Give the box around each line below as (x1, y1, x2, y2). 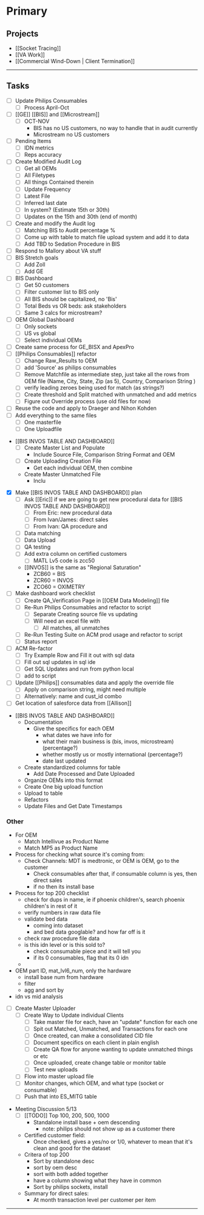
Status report (24, 637, 58, 645)
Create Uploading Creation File (24, 457, 102, 465)
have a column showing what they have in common (33, 1177, 162, 1184)
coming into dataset (33, 921, 83, 929)
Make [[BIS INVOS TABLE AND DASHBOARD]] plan (15, 488, 143, 496)
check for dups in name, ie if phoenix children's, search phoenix (24, 896, 185, 903)
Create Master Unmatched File (24, 470, 101, 478)
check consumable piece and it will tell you (33, 947, 141, 955)
